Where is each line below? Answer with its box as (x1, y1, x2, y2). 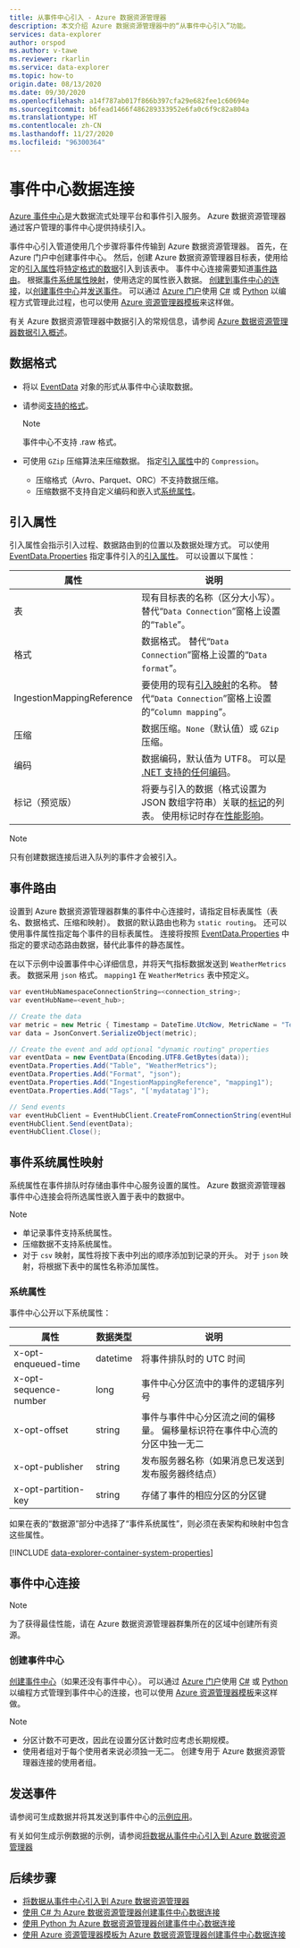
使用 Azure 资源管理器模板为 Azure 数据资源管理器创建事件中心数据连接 (21, 1929, 287, 1940)
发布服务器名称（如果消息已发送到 (141, 1455, 285, 1467)
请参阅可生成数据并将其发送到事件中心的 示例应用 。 (9, 1811, 197, 1822)
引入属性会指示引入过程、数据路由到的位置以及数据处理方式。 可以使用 (9, 540, 270, 550)
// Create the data (9, 1012, 82, 1021)
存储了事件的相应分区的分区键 (141, 1489, 267, 1501)
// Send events (9, 1102, 66, 1111)
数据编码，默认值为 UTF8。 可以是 (141, 753, 287, 765)
